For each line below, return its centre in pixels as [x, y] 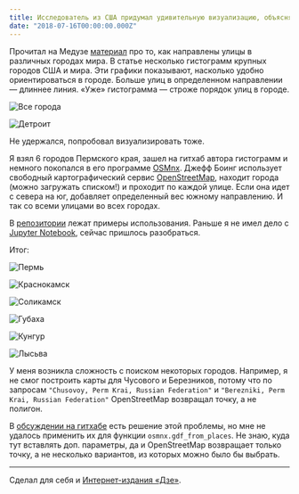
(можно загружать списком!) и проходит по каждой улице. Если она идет [149, 186]
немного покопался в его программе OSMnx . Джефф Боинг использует [145, 168]
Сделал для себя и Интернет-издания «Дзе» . [95, 480]
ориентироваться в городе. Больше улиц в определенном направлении [146, 79]
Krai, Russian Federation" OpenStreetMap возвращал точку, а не [133, 399]
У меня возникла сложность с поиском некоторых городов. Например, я [149, 370]
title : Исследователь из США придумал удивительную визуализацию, [135, 17]
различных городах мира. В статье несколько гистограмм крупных [138, 61]
